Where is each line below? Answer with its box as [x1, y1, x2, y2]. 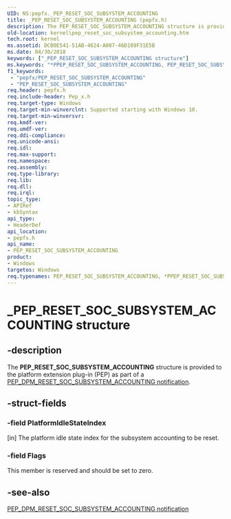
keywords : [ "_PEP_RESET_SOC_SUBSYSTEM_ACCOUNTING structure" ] [7, 55, 189, 62]
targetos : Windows [7, 266, 60, 273]
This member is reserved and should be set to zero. [7, 467, 153, 475]
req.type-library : [7, 170, 60, 177]
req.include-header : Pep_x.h [7, 94, 91, 101]
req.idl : [7, 145, 32, 152]
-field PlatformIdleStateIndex [7, 418, 107, 427]
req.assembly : [7, 163, 48, 171]
